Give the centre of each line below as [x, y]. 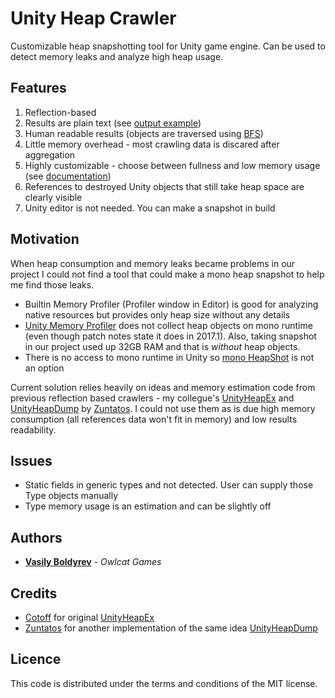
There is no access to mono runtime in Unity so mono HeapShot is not [169, 357]
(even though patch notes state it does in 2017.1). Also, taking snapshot [170, 336]
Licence [36, 659]
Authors [36, 537]
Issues [31, 460]
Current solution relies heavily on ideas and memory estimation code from [163, 387]
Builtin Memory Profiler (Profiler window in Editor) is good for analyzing [171, 304]
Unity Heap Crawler [93, 18]
